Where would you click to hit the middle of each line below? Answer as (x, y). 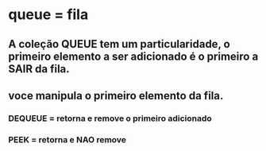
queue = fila (48, 15)
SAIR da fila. (39, 69)
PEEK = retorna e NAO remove (67, 139)
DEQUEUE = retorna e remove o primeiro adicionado (110, 118)
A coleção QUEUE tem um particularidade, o (119, 44)
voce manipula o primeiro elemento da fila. (116, 96)
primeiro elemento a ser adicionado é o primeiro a (133, 56)
